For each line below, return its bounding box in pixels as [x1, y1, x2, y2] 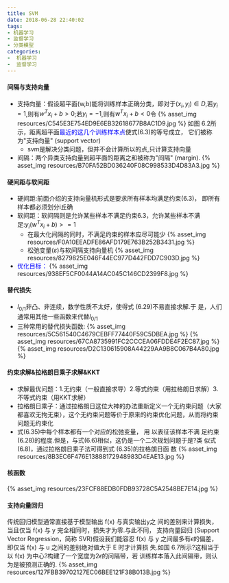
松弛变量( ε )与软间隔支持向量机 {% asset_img [27, 246, 154, 254]
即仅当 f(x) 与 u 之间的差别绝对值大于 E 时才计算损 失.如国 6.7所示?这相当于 [7, 543, 219, 551]
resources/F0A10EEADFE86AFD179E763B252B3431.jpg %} [27, 238, 195, 246]
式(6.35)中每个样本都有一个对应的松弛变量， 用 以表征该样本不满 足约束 [16, 427, 219, 436]
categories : [7, 49, 41, 55]
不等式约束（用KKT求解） [16, 393, 90, 401]
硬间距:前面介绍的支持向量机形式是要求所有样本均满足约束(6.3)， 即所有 [16, 195, 221, 203]
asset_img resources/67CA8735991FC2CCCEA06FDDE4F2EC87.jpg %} [16, 337, 220, 345]
